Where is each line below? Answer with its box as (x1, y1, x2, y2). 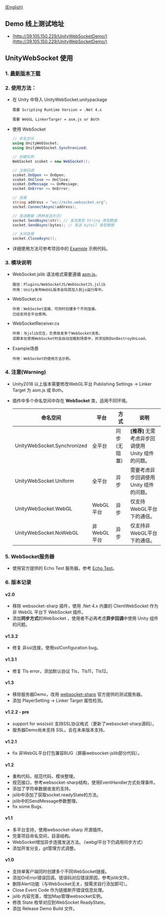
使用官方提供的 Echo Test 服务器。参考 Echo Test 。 (12, 565, 117, 571)
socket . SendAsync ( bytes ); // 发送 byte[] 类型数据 (12, 223, 115, 228)
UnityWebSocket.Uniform (14, 477, 74, 484)
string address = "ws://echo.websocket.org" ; (12, 200, 108, 205)
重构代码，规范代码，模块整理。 (12, 774, 78, 779)
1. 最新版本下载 (5, 70, 41, 77)
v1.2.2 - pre (5, 709, 30, 715)
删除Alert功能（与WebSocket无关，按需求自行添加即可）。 (12, 880, 130, 887)
